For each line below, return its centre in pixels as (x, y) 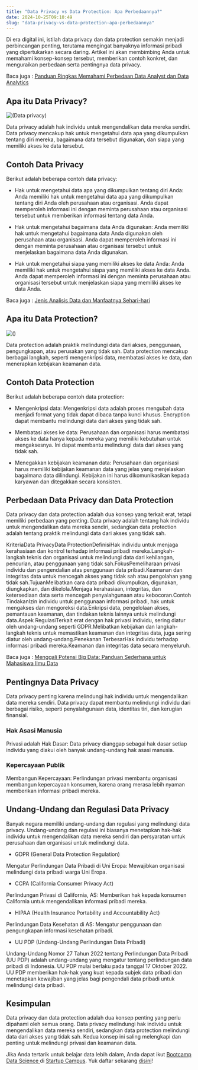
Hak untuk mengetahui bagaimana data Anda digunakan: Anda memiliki (102, 227)
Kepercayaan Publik (35, 765)
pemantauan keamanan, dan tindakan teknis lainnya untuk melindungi (91, 614)
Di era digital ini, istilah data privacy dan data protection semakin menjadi (95, 40)
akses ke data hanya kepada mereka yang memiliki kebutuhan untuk (98, 438)
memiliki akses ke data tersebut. (45, 146)
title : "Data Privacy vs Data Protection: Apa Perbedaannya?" (84, 12)
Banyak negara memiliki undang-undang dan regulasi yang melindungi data (98, 824)
